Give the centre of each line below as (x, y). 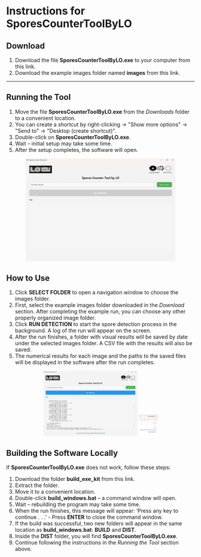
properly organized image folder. (55, 318)
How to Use (28, 278)
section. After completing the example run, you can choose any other (100, 312)
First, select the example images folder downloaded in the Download (99, 305)
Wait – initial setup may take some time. (63, 143)
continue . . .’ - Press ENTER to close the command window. (89, 517)
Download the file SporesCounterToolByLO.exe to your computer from (102, 60)
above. (23, 549)
